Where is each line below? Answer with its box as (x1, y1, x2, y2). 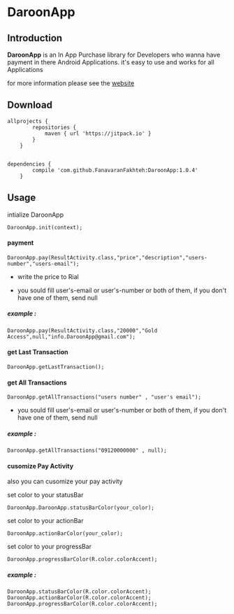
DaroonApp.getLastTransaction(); (7, 364, 105, 371)
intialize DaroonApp (7, 210, 64, 219)
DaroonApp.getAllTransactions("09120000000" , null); (7, 447, 168, 455)
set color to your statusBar (7, 491, 84, 499)
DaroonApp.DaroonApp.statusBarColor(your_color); (7, 504, 155, 511)
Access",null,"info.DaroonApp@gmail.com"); (7, 333, 136, 340)
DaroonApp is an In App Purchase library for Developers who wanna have (7, 50, 221, 59)
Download (7, 99, 52, 111)
